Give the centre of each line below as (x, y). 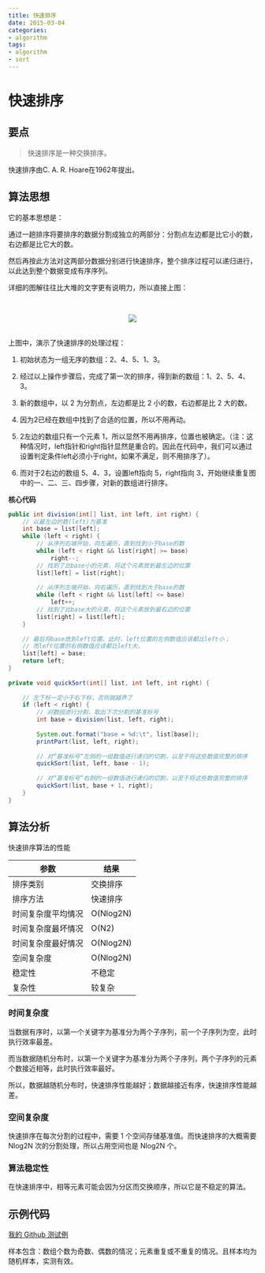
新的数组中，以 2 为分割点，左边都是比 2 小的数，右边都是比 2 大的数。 (136, 402)
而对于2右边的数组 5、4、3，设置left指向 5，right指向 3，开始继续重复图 (138, 472)
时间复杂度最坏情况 (48, 928)
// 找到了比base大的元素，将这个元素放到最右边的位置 (114, 610)
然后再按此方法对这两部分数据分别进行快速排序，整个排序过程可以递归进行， (132, 260)
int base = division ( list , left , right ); (106, 720)
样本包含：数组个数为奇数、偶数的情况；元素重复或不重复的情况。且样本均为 (132, 1252)
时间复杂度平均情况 (48, 913)
